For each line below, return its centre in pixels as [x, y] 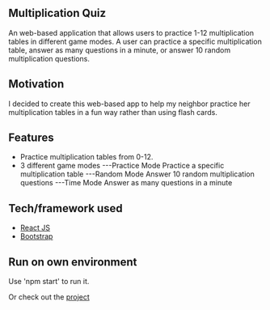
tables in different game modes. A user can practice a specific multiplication [135, 41]
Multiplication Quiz [57, 13]
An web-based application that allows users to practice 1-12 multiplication [131, 32]
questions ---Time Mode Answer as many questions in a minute [126, 183]
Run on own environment [73, 262]
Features [31, 138]
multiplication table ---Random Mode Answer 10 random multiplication [137, 174]
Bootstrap [36, 236]
